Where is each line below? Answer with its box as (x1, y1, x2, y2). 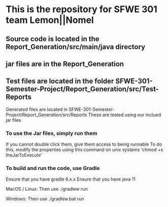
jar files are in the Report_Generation (6, 59, 124, 68)
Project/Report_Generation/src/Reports (6, 112, 87, 118)
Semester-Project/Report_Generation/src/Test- (6, 85, 159, 93)
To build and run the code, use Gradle (6, 165, 100, 171)
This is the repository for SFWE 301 (6, 4, 158, 15)
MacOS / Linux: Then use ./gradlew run (6, 186, 88, 192)
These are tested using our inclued (88, 112, 161, 118)
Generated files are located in (6, 106, 68, 112)
